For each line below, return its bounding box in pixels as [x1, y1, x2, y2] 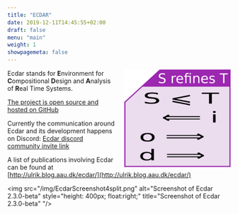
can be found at [7, 163, 54, 171]
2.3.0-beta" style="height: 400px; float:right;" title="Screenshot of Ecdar [7, 192, 220, 200]
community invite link [7, 142, 69, 150]
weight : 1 [7, 41, 37, 49]
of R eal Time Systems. [7, 84, 73, 92]
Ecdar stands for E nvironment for [7, 69, 104, 77]
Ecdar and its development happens [7, 127, 113, 135]
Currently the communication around [7, 119, 115, 128]
